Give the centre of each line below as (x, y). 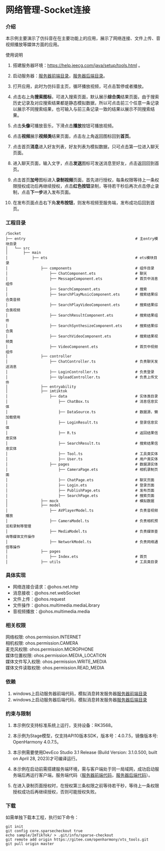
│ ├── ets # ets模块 (80, 258)
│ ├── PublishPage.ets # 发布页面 (80, 491)
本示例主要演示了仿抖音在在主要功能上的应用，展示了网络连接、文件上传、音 (83, 38)
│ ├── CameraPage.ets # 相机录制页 (82, 469)
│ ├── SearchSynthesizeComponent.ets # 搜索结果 (80, 326)
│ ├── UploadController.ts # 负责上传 (80, 377)
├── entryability (58, 387)
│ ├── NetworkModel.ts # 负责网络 (80, 542)
